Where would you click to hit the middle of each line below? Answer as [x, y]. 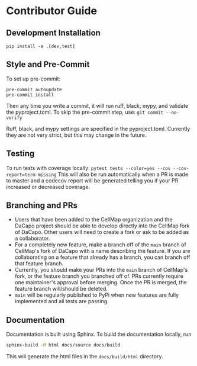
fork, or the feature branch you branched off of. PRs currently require [99, 276]
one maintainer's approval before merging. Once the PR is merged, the [101, 282]
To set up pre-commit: [33, 79]
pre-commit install [30, 95]
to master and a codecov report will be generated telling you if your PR [92, 180]
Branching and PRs [42, 206]
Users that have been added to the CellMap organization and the [93, 220]
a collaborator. [32, 239]
